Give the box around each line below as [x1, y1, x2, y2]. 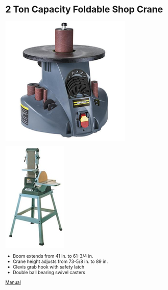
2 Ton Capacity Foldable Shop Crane [5, 4, 163, 15]
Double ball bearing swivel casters [12, 269, 86, 275]
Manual [5, 279, 21, 285]
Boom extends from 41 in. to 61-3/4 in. [12, 253, 93, 259]
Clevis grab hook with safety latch [12, 263, 85, 270]
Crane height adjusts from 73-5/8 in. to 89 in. [12, 258, 108, 264]
